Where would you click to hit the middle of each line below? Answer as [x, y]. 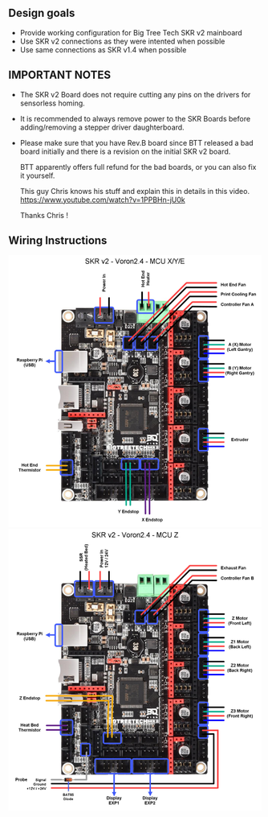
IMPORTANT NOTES [59, 75]
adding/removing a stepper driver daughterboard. [102, 127]
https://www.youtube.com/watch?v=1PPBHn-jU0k [103, 200]
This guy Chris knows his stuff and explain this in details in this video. [135, 191]
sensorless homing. [53, 103]
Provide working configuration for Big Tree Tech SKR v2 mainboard [131, 32]
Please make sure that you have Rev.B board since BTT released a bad [137, 142]
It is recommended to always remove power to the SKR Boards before [135, 118]
